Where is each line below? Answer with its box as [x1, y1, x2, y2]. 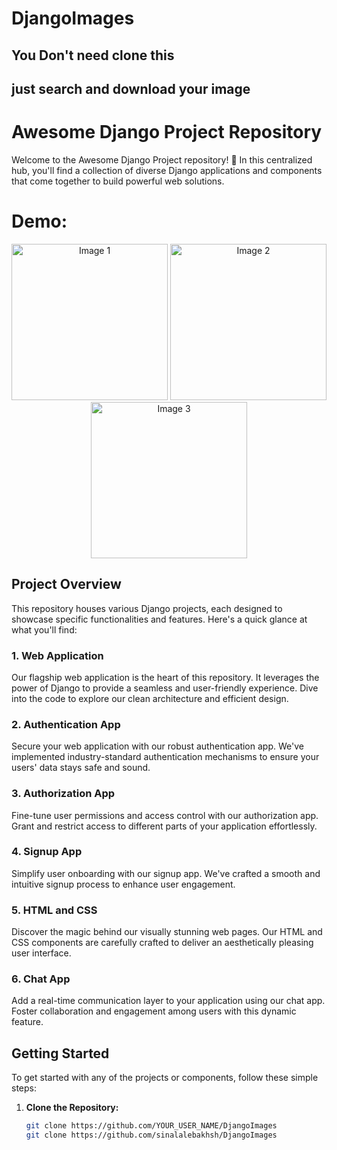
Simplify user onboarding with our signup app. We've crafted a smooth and [11, 867, 321, 879]
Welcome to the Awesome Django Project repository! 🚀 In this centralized [11, 153, 313, 166]
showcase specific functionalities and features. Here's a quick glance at [11, 613, 308, 625]
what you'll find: [11, 623, 78, 636]
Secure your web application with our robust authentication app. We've [11, 740, 304, 752]
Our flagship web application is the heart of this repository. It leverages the [11, 671, 320, 683]
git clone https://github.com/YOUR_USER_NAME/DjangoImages [25, 1121, 278, 1131]
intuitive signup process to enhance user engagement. [11, 878, 236, 890]
